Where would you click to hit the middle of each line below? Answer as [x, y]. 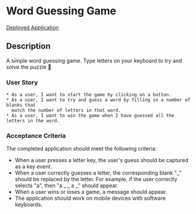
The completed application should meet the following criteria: [81, 149]
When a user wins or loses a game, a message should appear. [91, 192]
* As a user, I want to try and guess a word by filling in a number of [98, 100]
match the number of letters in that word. [66, 111]
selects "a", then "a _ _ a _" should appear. [67, 185]
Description [28, 46]
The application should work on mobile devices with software [90, 199]
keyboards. [29, 204]
